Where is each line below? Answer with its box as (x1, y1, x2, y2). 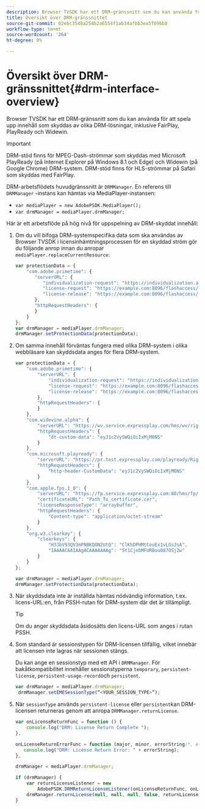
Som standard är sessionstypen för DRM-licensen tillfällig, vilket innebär (15, 640, 197, 648)
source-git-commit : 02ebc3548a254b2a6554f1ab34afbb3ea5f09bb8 (6, 20, 168, 26)
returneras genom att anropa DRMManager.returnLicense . (37, 707, 179, 714)
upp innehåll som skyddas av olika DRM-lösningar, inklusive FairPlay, (6, 122, 179, 129)
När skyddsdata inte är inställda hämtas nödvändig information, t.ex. (15, 592, 187, 600)
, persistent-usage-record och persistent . (34, 672, 140, 680)
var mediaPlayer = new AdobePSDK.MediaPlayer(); (15, 202, 142, 208)
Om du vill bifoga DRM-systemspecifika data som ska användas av (15, 231, 184, 239)
